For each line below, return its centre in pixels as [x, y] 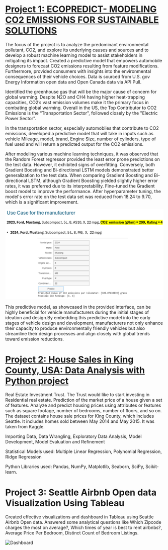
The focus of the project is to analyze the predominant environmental [77, 44]
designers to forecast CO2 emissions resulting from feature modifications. [82, 66]
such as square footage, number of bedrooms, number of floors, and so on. [83, 411]
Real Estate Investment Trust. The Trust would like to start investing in [77, 395]
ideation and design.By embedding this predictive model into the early [78, 318]
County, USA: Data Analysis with [75, 370]
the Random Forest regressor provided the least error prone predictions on [82, 159]
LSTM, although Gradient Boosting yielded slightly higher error [93, 180]
